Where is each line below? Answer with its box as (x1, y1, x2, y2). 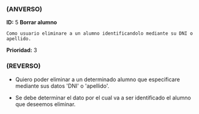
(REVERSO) (6, 62, 41, 70)
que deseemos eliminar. (15, 100, 76, 108)
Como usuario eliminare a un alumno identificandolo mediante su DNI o (6, 30, 193, 37)
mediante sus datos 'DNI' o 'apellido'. (15, 82, 110, 90)
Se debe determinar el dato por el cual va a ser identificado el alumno (15, 94, 191, 101)
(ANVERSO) (6, 5, 43, 13)
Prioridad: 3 (6, 46, 37, 54)
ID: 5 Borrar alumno (6, 19, 57, 26)
